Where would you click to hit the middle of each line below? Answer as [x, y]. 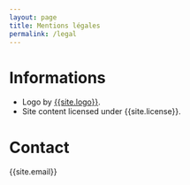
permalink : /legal [43, 34]
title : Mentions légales [55, 26]
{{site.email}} [33, 172]
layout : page [33, 17]
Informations [57, 77]
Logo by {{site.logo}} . [61, 102]
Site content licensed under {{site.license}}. [101, 112]
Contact [39, 147]
